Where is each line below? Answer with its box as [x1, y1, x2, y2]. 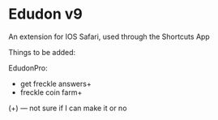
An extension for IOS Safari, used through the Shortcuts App [8, 32, 211, 41]
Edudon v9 [8, 5, 83, 24]
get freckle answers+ [19, 79, 92, 88]
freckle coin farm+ [19, 87, 83, 97]
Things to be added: [8, 47, 76, 57]
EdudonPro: [8, 62, 48, 73]
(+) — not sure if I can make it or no [8, 103, 127, 113]
